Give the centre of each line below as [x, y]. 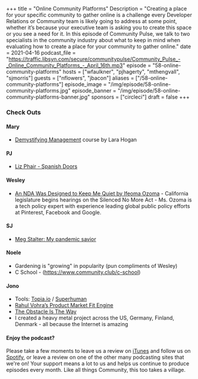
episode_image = [86, 84]
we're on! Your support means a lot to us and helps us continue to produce [98, 364]
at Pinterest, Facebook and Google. [58, 212]
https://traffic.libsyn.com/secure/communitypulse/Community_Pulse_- [95, 59]
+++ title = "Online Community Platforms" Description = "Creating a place [97, 9]
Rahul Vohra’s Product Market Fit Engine [64, 305]
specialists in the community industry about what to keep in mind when [93, 40]
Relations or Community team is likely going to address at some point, [92, 21]
